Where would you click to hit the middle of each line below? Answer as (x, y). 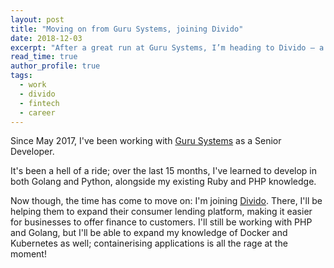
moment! (28, 254)
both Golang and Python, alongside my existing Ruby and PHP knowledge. (163, 182)
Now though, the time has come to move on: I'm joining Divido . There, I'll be (166, 201)
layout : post (37, 19)
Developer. (32, 152)
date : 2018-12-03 (46, 38)
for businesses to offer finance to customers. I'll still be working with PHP (161, 222)
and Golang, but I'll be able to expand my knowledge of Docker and (149, 233)
